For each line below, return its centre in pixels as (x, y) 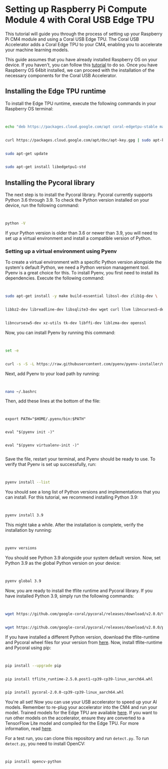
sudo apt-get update (27, 153)
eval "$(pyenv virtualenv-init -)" (42, 445)
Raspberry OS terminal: (29, 108)
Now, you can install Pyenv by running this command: (60, 333)
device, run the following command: (42, 205)
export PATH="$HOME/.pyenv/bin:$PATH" (45, 419)
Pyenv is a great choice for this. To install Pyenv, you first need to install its (82, 273)
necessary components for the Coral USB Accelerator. (61, 75)
